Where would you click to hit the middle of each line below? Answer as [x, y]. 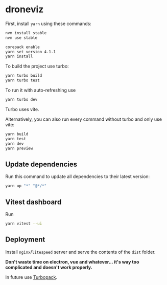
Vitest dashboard [33, 202]
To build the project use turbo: [37, 66]
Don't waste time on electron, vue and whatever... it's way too [72, 261]
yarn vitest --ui [24, 224]
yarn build [17, 134]
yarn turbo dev [21, 100]
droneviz [25, 9]
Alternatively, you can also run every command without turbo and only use [84, 119]
